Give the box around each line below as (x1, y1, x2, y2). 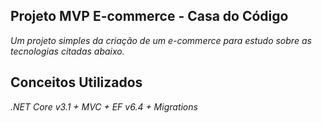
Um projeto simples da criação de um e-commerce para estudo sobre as (10, 34, 312, 46)
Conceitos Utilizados (10, 74, 143, 91)
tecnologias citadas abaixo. (10, 45, 125, 57)
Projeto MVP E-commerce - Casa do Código (10, 8, 289, 25)
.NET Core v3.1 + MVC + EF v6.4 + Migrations (10, 100, 198, 113)
